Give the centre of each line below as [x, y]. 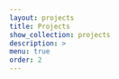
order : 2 [26, 60]
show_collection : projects [60, 35]
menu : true [30, 52]
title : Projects [40, 26]
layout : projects [42, 18]
